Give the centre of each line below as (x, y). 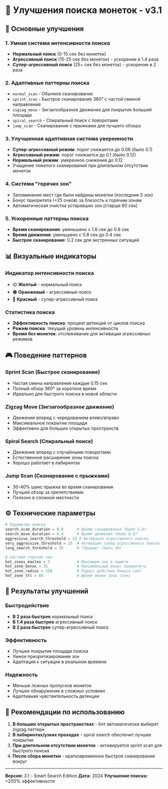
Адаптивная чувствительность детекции (56, 696)
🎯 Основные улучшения (44, 29)
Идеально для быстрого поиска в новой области (65, 393)
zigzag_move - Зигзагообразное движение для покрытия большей (82, 110)
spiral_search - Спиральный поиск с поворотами (65, 120)
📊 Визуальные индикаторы (51, 256)
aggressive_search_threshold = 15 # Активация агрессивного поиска (77, 539)
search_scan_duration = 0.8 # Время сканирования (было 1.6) (76, 529)
